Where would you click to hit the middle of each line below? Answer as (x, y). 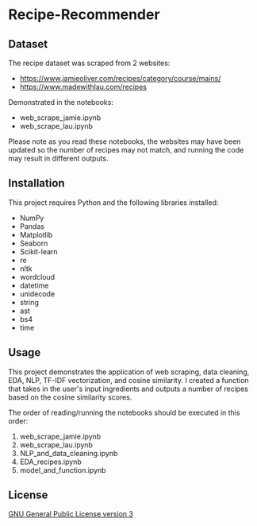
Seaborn (34, 243)
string (29, 302)
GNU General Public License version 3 (71, 514)
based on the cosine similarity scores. (70, 397)
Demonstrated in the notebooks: (61, 102)
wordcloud (37, 277)
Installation (36, 183)
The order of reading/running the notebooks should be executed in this (124, 412)
